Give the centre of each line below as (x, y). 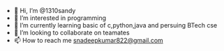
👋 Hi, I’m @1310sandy (45, 11)
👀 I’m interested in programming (60, 18)
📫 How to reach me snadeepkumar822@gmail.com (89, 40)
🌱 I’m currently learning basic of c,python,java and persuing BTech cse (115, 25)
